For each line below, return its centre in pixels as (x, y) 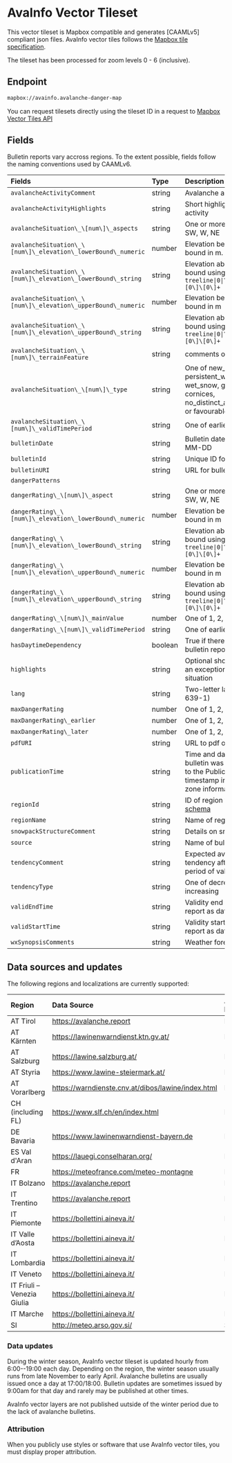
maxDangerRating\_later (50, 732)
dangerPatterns (36, 481)
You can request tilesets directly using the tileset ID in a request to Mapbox (114, 111)
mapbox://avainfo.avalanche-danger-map (65, 98)
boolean (165, 645)
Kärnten (23, 1041)
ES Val (21, 1152)
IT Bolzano (28, 1183)
